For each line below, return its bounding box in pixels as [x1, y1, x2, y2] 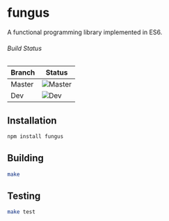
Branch [10, 68, 35, 77]
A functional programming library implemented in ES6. [7, 28, 163, 36]
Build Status [7, 44, 42, 52]
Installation [7, 114, 57, 126]
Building [7, 152, 44, 165]
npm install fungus [7, 132, 64, 140]
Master [10, 79, 34, 89]
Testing [7, 190, 41, 201]
